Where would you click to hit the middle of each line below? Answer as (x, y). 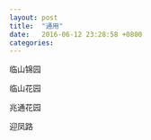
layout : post (34, 17)
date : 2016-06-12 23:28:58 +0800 (76, 34)
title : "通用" (36, 26)
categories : (31, 43)
